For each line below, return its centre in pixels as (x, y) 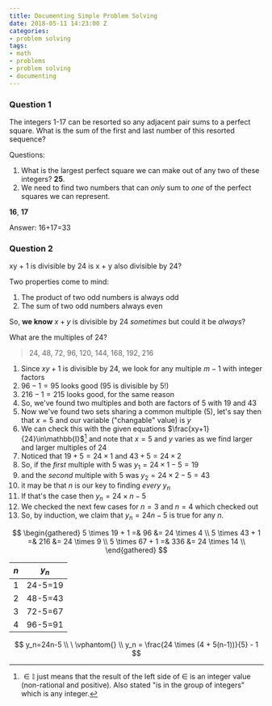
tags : (18, 46)
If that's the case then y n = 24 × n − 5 (84, 497)
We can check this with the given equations (93, 429)
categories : (29, 31)
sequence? (28, 139)
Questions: (27, 154)
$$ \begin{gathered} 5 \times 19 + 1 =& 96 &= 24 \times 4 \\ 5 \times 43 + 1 (136, 533)
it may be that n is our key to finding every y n (96, 486)
